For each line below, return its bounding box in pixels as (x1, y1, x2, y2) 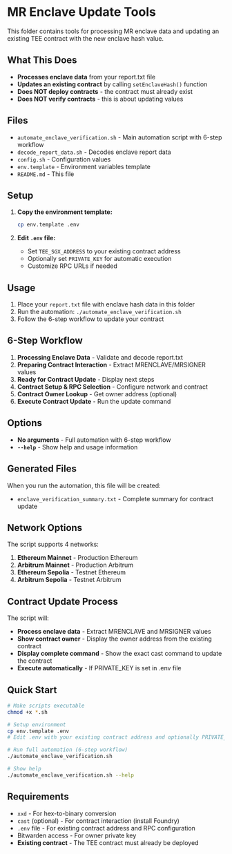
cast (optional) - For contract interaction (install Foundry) (17, 816, 180, 825)
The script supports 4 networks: (7, 540, 99, 549)
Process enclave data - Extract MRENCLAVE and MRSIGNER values (17, 628, 212, 636)
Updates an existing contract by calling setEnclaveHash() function (17, 80, 208, 88)
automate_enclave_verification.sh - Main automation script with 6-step (17, 133, 222, 142)
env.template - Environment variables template (17, 162, 151, 171)
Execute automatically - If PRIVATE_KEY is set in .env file (17, 664, 182, 672)
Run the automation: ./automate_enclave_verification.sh (17, 308, 182, 316)
